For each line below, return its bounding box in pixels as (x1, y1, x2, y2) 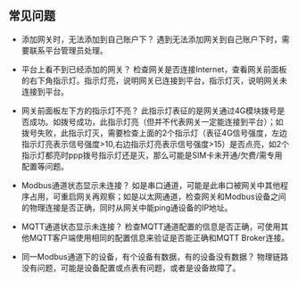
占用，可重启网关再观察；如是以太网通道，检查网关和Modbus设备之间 (29, 191, 286, 202)
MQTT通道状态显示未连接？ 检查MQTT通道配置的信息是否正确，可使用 (21, 221, 281, 232)
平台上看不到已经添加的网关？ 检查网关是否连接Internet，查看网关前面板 (21, 63, 287, 74)
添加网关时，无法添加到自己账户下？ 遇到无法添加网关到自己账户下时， (21, 34, 282, 45)
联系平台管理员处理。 (29, 45, 108, 55)
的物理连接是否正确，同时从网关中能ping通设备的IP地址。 (21, 202, 233, 212)
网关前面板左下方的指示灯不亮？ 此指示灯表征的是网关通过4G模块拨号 (21, 105, 277, 116)
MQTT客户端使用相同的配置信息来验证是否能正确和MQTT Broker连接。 (29, 232, 290, 243)
